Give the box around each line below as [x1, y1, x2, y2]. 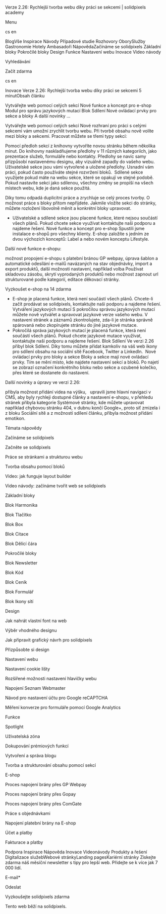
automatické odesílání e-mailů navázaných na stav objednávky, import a [5, 261, 153, 267]
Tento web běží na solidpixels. [5, 904, 67, 909]
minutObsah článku [5, 93, 45, 98]
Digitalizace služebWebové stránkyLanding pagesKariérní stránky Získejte [5, 854, 156, 860]
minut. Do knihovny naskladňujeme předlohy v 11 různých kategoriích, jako [5, 148, 157, 154]
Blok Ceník [5, 579, 27, 585]
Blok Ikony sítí [5, 599, 34, 604]
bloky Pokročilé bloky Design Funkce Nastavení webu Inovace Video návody [5, 49, 161, 55]
